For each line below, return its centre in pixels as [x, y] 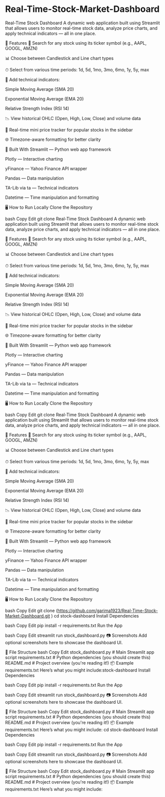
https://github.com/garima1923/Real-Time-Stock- [108, 611]
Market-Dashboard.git [28, 615]
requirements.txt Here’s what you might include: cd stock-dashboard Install [82, 730]
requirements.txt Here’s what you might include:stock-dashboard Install [78, 670]
